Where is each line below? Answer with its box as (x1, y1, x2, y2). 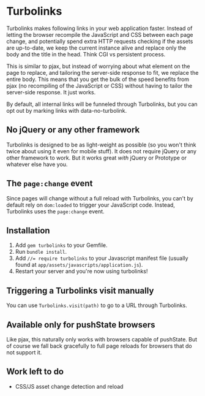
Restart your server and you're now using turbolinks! (15, 268, 148, 275)
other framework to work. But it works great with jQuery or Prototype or (6, 154, 187, 161)
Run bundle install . (15, 248, 67, 256)
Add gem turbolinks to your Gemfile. (15, 242, 108, 249)
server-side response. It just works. (6, 88, 96, 96)
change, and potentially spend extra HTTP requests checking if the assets (6, 37, 193, 45)
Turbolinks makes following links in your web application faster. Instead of (6, 25, 193, 32)
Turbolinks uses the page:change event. (6, 207, 105, 215)
